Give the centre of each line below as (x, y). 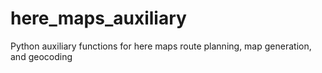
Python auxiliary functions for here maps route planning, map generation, (161, 46)
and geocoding (41, 56)
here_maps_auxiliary (98, 18)
